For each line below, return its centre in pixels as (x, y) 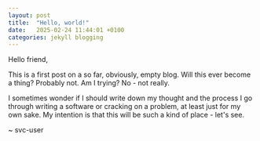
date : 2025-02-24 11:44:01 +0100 (66, 30)
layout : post (29, 15)
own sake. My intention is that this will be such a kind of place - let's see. (126, 115)
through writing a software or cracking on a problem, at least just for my (125, 107)
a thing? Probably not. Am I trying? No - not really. (89, 83)
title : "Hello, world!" (49, 23)
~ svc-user (26, 130)
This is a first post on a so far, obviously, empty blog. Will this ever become (130, 74)
